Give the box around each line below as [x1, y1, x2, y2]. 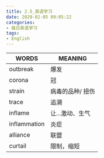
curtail [9, 142, 26, 150]
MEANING [58, 54, 88, 62]
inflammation [9, 120, 45, 128]
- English [6, 36, 30, 42]
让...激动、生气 [50, 109, 91, 117]
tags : [6, 30, 19, 36]
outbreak [9, 65, 34, 73]
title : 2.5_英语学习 [6, 8, 53, 15]
